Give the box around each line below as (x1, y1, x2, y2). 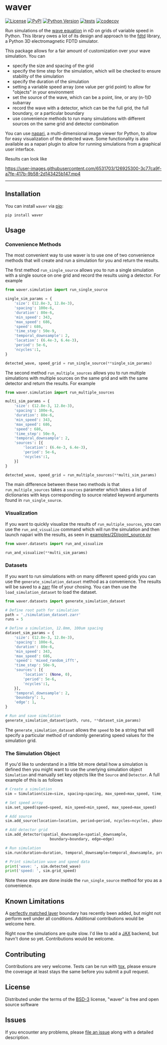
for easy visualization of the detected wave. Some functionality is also (5, 136, 149, 142)
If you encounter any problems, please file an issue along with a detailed (5, 1029, 154, 1035)
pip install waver (5, 213, 43, 218)
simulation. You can (5, 53, 46, 59)
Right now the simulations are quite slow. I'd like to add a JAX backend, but (5, 931, 159, 937)
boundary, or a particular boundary (12, 110, 84, 116)
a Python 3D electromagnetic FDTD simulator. (5, 38, 99, 44)
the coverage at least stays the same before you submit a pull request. (5, 968, 150, 974)
